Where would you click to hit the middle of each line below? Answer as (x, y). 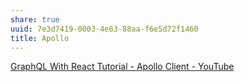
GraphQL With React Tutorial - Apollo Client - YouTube (122, 67)
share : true (35, 19)
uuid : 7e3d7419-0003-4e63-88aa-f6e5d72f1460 (104, 29)
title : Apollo (40, 38)
